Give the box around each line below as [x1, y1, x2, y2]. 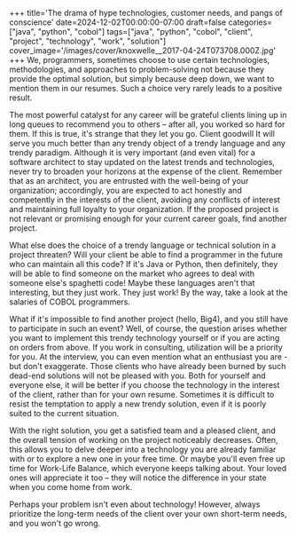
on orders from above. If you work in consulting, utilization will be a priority [9, 342, 284, 352]
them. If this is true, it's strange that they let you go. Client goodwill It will [9, 129, 275, 138]
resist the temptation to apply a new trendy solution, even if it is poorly [9, 399, 267, 409]
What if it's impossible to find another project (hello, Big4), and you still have [9, 314, 288, 324]
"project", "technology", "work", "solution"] [9, 36, 167, 46]
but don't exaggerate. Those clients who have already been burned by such [9, 361, 286, 371]
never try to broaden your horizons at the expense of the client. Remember [9, 166, 283, 177]
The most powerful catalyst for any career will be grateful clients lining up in [9, 110, 287, 120]
